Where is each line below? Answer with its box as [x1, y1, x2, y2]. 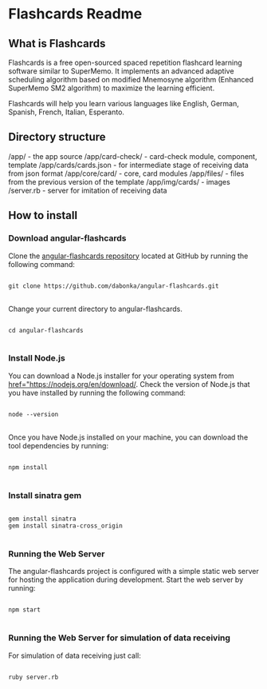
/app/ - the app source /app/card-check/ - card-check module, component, [8, 151, 257, 161]
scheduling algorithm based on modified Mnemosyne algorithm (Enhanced [8, 75, 253, 84]
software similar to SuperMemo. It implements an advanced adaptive [8, 66, 234, 76]
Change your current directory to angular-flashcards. [8, 304, 183, 313]
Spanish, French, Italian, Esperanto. [8, 107, 125, 117]
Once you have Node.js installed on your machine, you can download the [8, 432, 249, 442]
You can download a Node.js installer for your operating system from [8, 371, 235, 380]
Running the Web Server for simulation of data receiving [8, 632, 231, 643]
